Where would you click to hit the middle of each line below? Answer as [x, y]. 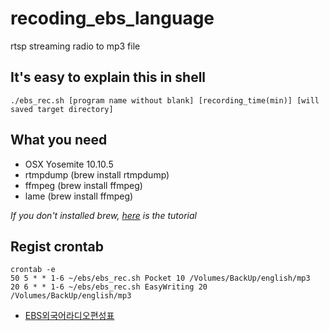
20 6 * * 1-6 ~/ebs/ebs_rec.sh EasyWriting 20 [109, 287]
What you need [59, 140]
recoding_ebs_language [112, 18]
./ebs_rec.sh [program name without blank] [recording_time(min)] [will [165, 100]
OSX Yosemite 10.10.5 [69, 164]
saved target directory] [62, 109]
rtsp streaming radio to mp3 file [75, 46]
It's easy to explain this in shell [108, 77]
